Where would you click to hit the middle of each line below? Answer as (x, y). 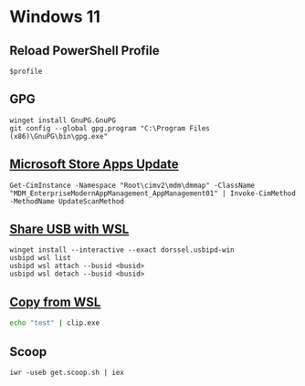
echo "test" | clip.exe (55, 323)
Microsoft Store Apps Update (94, 165)
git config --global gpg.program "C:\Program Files (110, 128)
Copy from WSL (55, 302)
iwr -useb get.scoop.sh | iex (67, 372)
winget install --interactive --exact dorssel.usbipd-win (122, 250)
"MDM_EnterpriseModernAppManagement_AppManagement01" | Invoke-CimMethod (153, 193)
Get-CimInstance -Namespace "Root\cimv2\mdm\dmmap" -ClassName (132, 185)
